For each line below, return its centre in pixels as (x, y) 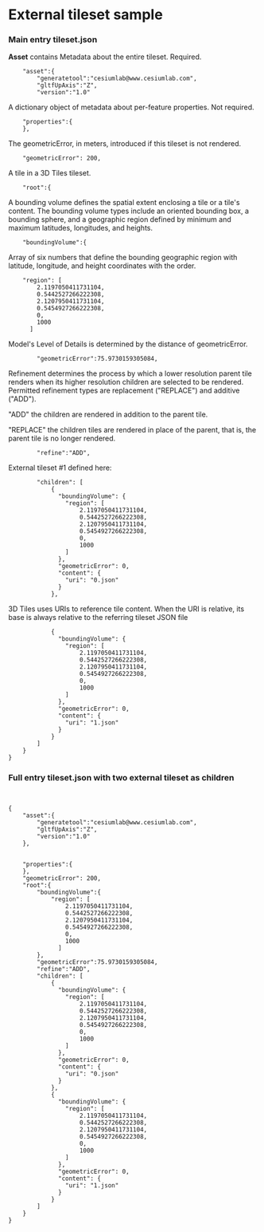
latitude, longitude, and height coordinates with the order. (102, 266)
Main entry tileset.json (53, 40)
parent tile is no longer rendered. (62, 438)
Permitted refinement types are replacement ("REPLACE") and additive (124, 391)
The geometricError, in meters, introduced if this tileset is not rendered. (125, 144)
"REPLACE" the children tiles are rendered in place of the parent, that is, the (132, 430)
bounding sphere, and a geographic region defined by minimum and (120, 219)
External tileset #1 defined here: (60, 468)
